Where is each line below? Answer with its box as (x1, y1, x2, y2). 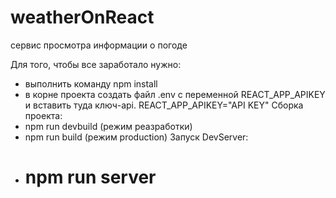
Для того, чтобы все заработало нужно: (10, 58, 182, 70)
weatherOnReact (10, 6, 155, 29)
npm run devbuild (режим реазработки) (24, 120, 193, 132)
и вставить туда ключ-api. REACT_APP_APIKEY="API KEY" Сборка (24, 99, 304, 111)
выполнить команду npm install (24, 77, 158, 90)
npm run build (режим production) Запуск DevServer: (24, 131, 249, 143)
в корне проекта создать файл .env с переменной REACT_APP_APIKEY (24, 88, 326, 100)
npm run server (24, 166, 157, 189)
